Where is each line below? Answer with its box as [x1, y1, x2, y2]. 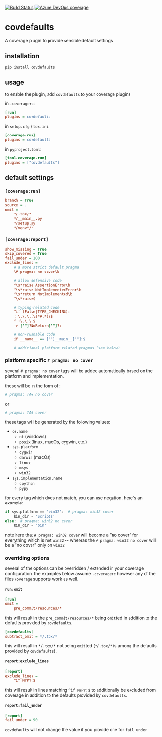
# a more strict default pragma [14, 265, 79, 270]
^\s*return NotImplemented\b [14, 291, 73, 297]
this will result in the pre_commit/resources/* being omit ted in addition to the [5, 615, 158, 621]
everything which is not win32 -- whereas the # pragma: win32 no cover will [5, 537, 156, 543]
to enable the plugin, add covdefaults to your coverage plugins [5, 91, 131, 97]
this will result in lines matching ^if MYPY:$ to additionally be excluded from [5, 687, 156, 693]
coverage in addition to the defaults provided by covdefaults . [5, 692, 128, 698]
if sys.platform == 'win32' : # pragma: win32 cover [5, 509, 114, 514]
